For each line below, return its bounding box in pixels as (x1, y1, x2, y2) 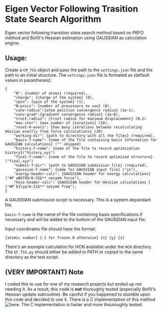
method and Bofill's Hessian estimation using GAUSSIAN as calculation (5, 35, 147, 41)
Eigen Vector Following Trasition (5, 3, 138, 15)
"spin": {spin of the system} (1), (14, 99, 86, 104)
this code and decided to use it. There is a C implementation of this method (5, 296, 156, 302)
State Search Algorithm (5, 14, 101, 25)
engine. (5, 40, 20, 46)
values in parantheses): (5, 77, 52, 83)
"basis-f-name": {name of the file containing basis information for (14, 137, 158, 142)
